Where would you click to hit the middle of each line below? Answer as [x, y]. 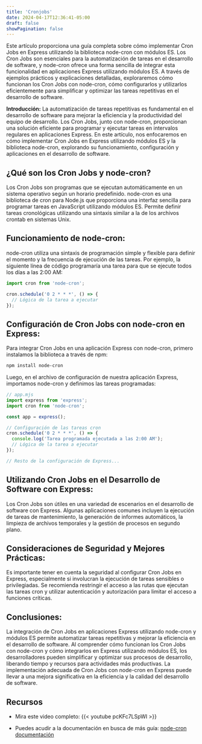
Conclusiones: [34, 617]
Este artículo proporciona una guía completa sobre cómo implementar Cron [100, 46]
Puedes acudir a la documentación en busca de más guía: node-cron [101, 728]
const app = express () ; [36, 417]
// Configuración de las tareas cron [54, 428]
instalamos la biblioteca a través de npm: [57, 354]
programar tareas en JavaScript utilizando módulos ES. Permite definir [94, 207]
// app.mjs [20, 395]
